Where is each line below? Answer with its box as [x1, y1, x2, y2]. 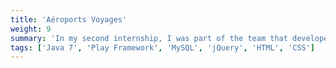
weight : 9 [10, 24, 52, 34]
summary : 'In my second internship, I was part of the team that [10, 33, 288, 43]
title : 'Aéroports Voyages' [10, 14, 128, 25]
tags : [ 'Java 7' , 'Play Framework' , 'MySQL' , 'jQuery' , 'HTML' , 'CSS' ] [10, 42, 316, 53]
